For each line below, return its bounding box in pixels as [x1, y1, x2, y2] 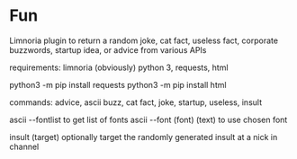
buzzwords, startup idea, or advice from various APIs [9, 44, 207, 55]
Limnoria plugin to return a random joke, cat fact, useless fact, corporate [9, 35, 279, 46]
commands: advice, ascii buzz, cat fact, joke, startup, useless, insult [9, 96, 263, 108]
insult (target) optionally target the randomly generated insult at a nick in [9, 131, 278, 142]
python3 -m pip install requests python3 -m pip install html [9, 79, 227, 90]
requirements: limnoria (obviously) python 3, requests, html [9, 62, 229, 73]
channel [9, 141, 40, 152]
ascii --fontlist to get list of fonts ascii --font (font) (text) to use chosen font [9, 114, 288, 125]
